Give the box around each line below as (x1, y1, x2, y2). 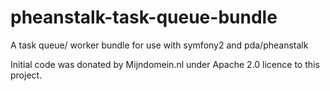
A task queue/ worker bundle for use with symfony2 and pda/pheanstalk (10, 39, 309, 51)
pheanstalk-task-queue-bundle (10, 6, 278, 29)
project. (10, 69, 43, 81)
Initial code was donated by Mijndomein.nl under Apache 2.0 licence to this (10, 58, 320, 70)
